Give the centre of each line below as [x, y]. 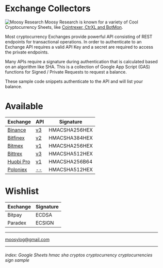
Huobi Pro [19, 161]
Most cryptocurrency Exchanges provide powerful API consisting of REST [79, 37]
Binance [17, 130]
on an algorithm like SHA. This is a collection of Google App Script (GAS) [78, 67]
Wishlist [22, 191]
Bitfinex [16, 138]
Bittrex [15, 153]
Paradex [17, 223]
